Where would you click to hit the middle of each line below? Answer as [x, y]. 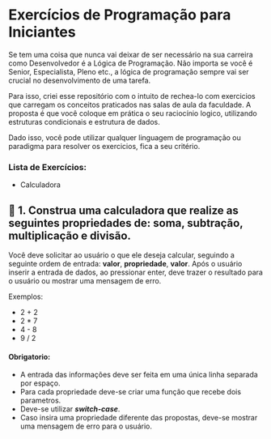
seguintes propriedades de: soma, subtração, [126, 223]
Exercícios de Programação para [120, 15]
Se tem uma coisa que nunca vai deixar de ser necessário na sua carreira [131, 54]
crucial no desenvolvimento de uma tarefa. [80, 80]
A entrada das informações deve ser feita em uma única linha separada [139, 375]
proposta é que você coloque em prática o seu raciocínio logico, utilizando [133, 113]
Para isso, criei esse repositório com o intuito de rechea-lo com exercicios [132, 96]
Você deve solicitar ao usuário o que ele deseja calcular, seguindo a [121, 255]
